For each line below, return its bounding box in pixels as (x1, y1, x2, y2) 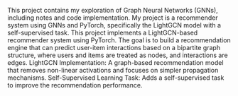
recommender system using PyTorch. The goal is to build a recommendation (7, 36, 231, 44)
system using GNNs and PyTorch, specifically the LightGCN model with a (7, 21, 222, 29)
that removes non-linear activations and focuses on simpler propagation (7, 66, 219, 74)
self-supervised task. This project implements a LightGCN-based (7, 28, 198, 37)
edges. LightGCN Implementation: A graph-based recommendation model (7, 59, 224, 66)
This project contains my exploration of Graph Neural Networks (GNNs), (7, 6, 218, 14)
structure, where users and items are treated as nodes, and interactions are (7, 51, 229, 59)
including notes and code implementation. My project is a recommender (7, 13, 218, 22)
